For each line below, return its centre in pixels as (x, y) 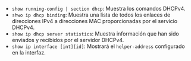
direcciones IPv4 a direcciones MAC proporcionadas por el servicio (94, 21)
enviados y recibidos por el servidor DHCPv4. (68, 40)
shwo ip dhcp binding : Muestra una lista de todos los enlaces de (91, 15)
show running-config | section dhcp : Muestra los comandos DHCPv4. (98, 9)
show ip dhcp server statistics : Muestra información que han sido (95, 34)
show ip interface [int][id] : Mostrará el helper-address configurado (98, 46)
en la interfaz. (29, 52)
